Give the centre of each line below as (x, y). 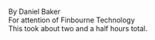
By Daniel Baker (34, 12)
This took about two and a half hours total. (78, 28)
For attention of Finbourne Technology (72, 20)
